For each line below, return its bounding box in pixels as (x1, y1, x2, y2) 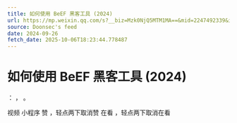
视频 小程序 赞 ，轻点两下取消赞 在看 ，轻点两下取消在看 (7, 108, 171, 117)
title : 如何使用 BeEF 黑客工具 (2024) (7, 10, 113, 18)
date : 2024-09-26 (7, 30, 59, 37)
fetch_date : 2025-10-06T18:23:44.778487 (7, 37, 128, 44)
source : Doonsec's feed (7, 23, 78, 30)
